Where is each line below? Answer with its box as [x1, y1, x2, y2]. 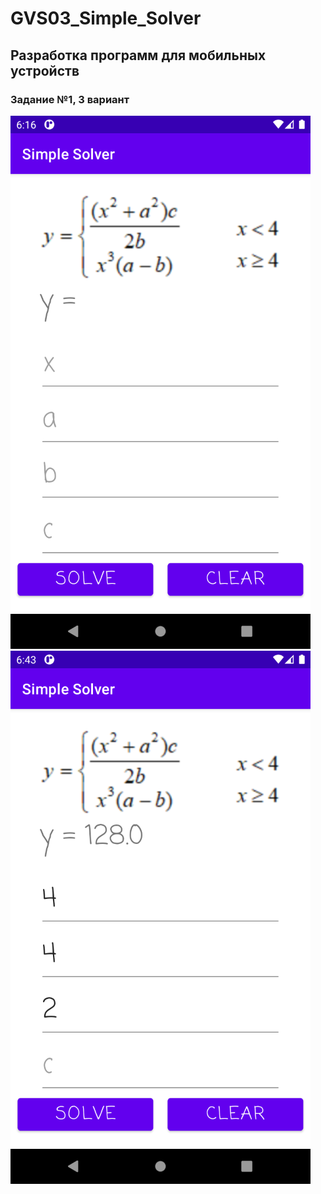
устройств [10, 62, 80, 79]
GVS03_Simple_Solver [10, 7, 202, 30]
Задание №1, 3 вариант [10, 92, 130, 106]
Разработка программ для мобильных [10, 47, 267, 64]
